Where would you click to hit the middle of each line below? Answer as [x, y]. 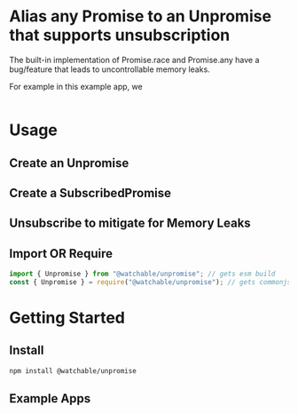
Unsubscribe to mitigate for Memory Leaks [130, 223]
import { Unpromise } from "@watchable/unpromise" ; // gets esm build [142, 274]
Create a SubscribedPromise [90, 193]
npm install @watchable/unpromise [73, 370]
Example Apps [50, 398]
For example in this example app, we [76, 86]
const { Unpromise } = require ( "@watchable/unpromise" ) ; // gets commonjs [150, 282]
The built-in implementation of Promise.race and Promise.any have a [134, 60]
